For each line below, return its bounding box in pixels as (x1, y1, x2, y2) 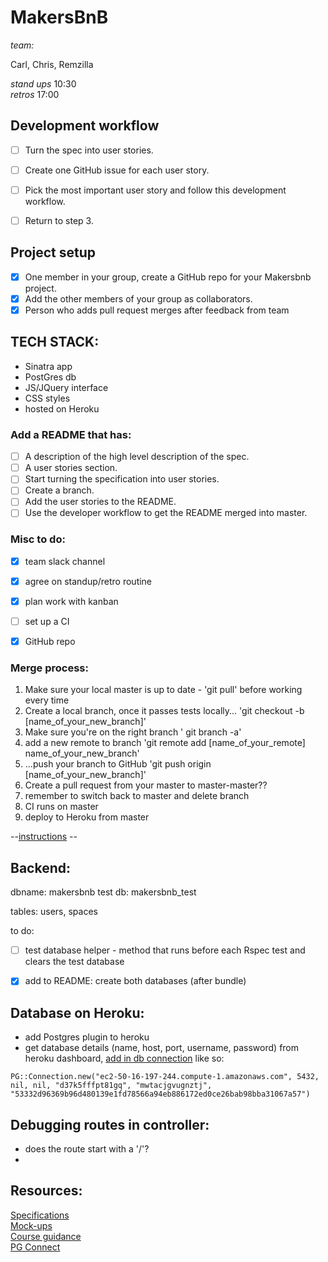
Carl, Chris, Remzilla (10, 58, 94, 70)
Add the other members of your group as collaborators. (24, 292, 253, 305)
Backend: (10, 859, 71, 876)
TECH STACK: (10, 334, 100, 351)
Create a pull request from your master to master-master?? (24, 779, 268, 791)
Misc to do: (10, 532, 66, 546)
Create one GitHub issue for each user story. (24, 164, 210, 176)
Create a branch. (24, 484, 95, 496)
